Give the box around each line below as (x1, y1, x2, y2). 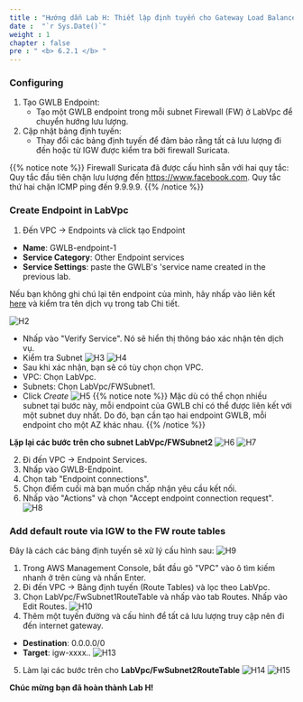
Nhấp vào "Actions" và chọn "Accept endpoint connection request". (22, 493, 274, 503)
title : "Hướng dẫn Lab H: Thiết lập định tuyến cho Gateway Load (9, 13, 264, 23)
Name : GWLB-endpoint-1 (22, 242, 117, 253)
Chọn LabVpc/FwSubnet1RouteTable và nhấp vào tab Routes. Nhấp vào (22, 592, 289, 603)
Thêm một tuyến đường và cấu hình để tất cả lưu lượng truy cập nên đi (22, 611, 285, 622)
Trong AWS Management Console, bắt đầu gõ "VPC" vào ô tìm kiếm (22, 563, 276, 574)
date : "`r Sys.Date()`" (9, 22, 106, 31)
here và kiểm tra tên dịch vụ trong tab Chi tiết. (9, 298, 180, 309)
